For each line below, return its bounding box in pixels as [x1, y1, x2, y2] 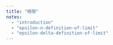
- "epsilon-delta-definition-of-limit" [11, 30, 109, 36]
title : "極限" [6, 8, 39, 15]
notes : [6, 14, 22, 20]
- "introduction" [11, 19, 54, 25]
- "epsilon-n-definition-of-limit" [11, 25, 98, 31]
